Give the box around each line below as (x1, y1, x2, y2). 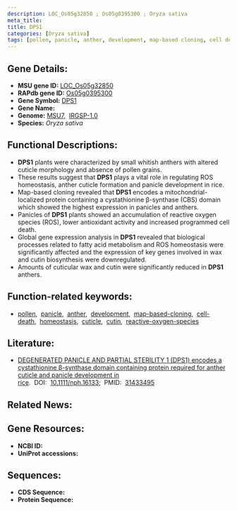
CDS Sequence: (17, 488, 66, 497)
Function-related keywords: (7, 290, 133, 303)
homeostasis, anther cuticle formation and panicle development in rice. (17, 180, 224, 189)
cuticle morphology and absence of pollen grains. (17, 165, 162, 173)
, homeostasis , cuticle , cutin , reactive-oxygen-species (34, 316, 200, 325)
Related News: (7, 399, 73, 411)
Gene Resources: (7, 423, 85, 435)
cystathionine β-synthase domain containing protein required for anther (17, 364, 226, 372)
